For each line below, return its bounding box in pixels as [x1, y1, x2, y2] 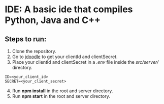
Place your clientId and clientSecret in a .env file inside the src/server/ [12, 59, 159, 65]
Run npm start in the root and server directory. [12, 93, 110, 99]
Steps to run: [5, 35, 47, 43]
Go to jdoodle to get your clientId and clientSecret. [12, 54, 118, 60]
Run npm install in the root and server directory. [12, 88, 113, 94]
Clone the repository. [12, 48, 56, 54]
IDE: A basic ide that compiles [5, 4, 133, 15]
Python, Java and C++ [5, 14, 101, 26]
